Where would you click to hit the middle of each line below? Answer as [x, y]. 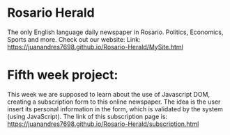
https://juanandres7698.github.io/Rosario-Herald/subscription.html [103, 124]
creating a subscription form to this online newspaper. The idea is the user [114, 102]
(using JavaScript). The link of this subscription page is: [87, 116]
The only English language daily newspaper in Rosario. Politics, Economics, [115, 32]
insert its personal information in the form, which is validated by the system [115, 109]
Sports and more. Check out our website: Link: [74, 39]
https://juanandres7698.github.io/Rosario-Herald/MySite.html [95, 47]
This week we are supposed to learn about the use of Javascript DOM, [109, 94]
